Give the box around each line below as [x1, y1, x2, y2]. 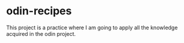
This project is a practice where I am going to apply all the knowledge [6, 24, 178, 31]
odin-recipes [6, 4, 72, 18]
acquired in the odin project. [6, 30, 76, 37]
